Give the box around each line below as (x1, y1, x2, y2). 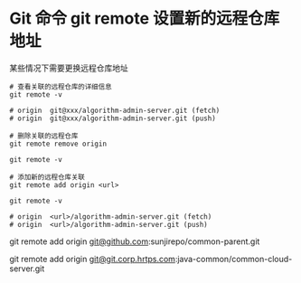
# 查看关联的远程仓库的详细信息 (9, 82, 112, 91)
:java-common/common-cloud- (174, 253, 293, 264)
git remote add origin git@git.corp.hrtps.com (9, 253, 176, 264)
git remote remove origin (9, 139, 107, 148)
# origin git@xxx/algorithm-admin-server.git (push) (9, 114, 217, 123)
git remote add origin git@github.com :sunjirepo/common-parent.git (9, 236, 260, 247)
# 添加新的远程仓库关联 (9, 173, 86, 182)
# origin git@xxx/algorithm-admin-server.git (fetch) (9, 106, 221, 115)
